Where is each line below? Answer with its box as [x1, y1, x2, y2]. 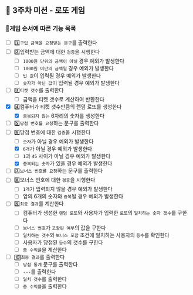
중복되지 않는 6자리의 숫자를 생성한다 [22, 112, 105, 119]
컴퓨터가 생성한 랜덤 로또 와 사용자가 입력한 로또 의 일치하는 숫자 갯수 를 [22, 210, 177, 217]
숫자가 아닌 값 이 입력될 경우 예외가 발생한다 [22, 79, 120, 86]
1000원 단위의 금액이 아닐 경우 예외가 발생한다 [22, 57, 124, 64]
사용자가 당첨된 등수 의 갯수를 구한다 [22, 239, 103, 246]
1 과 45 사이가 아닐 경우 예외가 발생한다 [22, 153, 111, 160]
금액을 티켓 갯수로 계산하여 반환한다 [22, 95, 105, 102]
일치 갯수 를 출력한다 [22, 275, 67, 282]
